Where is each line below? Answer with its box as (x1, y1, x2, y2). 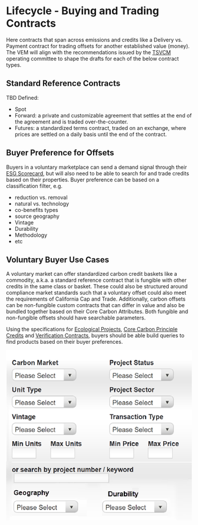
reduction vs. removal (14, 194, 68, 201)
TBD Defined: (6, 94, 39, 101)
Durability (14, 225, 38, 232)
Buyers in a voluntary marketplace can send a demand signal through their (6, 164, 187, 171)
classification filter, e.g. (6, 182, 63, 190)
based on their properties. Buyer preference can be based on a (6, 176, 160, 183)
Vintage (14, 219, 34, 226)
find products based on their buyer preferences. (6, 338, 123, 345)
